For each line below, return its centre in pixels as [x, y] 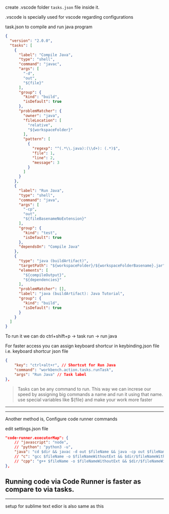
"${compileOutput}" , [45, 275]
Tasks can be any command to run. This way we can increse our [84, 389]
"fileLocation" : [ [43, 120]
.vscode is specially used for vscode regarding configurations [69, 17]
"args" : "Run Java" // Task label [50, 374]
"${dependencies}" [43, 280]
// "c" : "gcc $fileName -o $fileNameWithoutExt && [68, 457]
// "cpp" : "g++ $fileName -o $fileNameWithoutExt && [71, 461]
